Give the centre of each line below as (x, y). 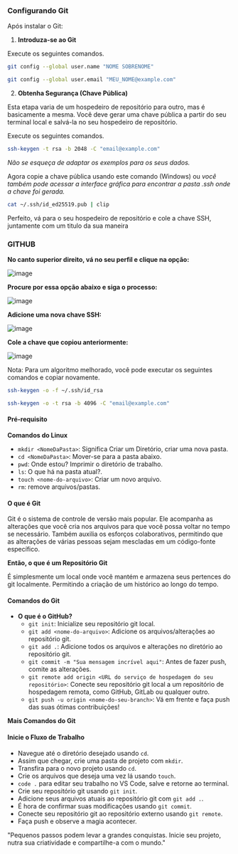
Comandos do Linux (38, 436)
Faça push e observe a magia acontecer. (77, 821)
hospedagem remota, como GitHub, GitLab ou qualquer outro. (119, 692)
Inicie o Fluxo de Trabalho (46, 737)
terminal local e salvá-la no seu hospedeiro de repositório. (92, 122)
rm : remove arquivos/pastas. (59, 487)
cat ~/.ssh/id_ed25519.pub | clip (59, 204)
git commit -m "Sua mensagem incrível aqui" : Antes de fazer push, (128, 662)
